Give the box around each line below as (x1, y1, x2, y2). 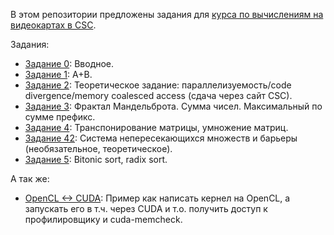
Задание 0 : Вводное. (24, 58, 115, 69)
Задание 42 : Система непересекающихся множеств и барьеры (24, 132, 298, 144)
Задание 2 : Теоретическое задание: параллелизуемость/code (24, 79, 292, 91)
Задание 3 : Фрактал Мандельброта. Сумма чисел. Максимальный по (24, 100, 323, 112)
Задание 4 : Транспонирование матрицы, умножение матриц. (24, 122, 289, 133)
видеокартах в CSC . (10, 19, 97, 31)
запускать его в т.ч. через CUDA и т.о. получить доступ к (24, 203, 268, 214)
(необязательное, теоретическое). (24, 143, 173, 154)
